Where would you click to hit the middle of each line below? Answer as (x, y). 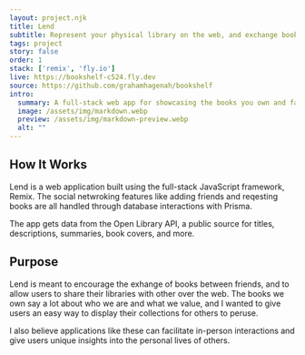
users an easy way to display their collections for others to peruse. (134, 313)
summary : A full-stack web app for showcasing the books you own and (152, 102)
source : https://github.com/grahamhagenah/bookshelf (111, 86)
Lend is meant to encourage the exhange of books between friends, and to (150, 284)
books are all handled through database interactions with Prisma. (131, 206)
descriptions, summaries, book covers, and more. (102, 233)
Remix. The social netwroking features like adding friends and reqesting (144, 196)
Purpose (34, 262)
